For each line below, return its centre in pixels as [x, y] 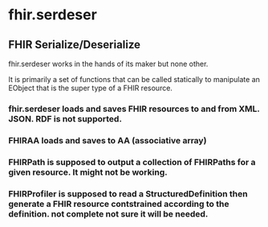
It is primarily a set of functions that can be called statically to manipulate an [134, 79]
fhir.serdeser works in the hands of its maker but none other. [108, 64]
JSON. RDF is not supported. [65, 118]
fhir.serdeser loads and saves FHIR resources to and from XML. [134, 109]
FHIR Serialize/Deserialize [75, 45]
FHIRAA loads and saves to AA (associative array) [108, 140]
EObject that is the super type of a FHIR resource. [90, 88]
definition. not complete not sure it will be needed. [108, 213]
